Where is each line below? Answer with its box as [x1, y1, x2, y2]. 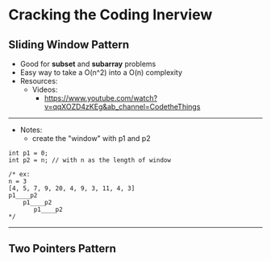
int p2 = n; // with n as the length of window [8, 156, 172, 164]
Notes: [19, 125, 43, 135]
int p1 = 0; [8, 149, 48, 157]
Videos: [31, 85, 58, 94]
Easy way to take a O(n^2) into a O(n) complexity [19, 68, 183, 77]
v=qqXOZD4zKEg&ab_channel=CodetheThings [44, 102, 201, 111]
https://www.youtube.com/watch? [44, 93, 158, 102]
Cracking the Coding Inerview [8, 6, 213, 24]
